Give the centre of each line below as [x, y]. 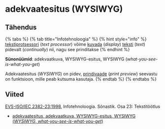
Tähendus [21, 27]
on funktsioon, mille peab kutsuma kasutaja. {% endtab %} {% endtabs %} [81, 79]
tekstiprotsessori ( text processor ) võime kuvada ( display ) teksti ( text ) [75, 44]
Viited [15, 95]
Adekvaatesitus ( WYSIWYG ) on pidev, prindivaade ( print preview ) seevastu [81, 74]
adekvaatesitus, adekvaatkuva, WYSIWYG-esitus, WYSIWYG [74, 116]
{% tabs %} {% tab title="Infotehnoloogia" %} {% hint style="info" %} [76, 39]
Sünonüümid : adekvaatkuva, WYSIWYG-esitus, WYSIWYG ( [66, 59]
